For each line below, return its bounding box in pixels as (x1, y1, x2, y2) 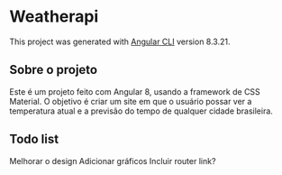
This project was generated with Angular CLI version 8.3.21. (9, 36, 231, 47)
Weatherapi (9, 6, 99, 27)
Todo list (9, 132, 59, 147)
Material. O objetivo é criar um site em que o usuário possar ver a (9, 96, 252, 106)
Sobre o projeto (9, 62, 97, 78)
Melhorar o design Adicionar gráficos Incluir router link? (9, 155, 216, 166)
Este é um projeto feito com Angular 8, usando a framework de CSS (9, 86, 261, 97)
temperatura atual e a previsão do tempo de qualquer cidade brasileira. (9, 106, 273, 116)
